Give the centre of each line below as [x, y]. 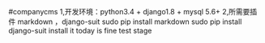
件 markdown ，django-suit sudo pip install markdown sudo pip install [125, 21]
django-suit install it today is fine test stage [80, 31]
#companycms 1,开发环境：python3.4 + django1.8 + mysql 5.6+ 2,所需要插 [133, 12]
